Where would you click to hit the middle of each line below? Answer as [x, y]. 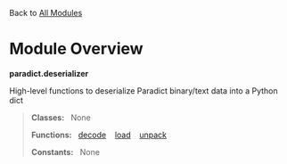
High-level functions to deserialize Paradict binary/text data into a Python [143, 90]
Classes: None [61, 117]
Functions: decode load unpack [99, 135]
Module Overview [77, 49]
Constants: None [66, 152]
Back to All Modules [46, 13]
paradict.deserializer [49, 73]
